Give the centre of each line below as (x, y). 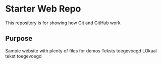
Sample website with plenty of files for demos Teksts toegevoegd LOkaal (81, 50)
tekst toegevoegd (23, 56)
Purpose (19, 39)
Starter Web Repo (43, 9)
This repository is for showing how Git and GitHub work (63, 23)
